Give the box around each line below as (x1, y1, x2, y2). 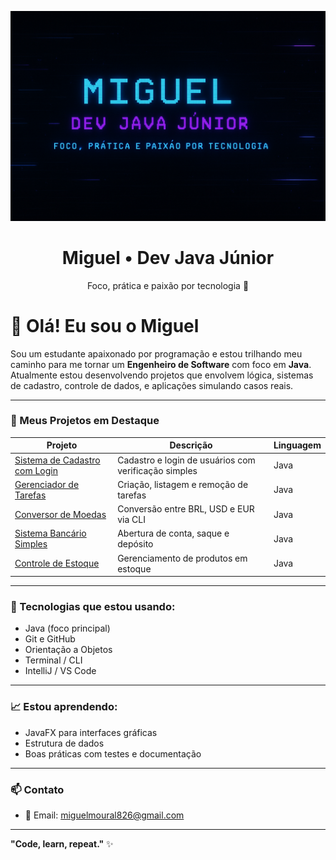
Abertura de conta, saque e (117, 527, 230, 540)
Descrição (169, 439, 213, 451)
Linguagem (273, 439, 322, 451)
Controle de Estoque (14, 557, 100, 570)
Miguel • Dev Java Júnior (61, 246, 275, 269)
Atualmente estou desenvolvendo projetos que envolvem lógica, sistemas (10, 369, 314, 381)
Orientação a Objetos (24, 644, 113, 656)
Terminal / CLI (24, 654, 83, 666)
